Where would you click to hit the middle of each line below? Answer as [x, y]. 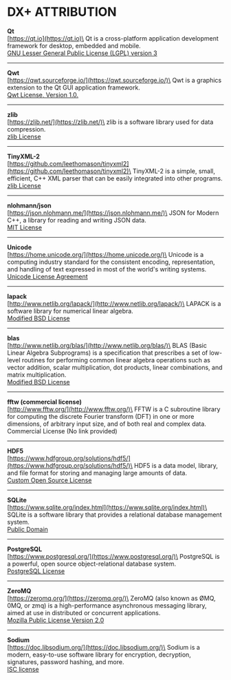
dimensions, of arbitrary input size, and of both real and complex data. [107, 424]
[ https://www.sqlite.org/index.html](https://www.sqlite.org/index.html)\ [107, 507]
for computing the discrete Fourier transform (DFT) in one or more [101, 416]
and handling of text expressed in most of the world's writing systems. [107, 269]
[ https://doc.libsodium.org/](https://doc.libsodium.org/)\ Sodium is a [104, 647]
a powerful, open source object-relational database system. [92, 564]
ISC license [23, 669]
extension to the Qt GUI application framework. [74, 87]
